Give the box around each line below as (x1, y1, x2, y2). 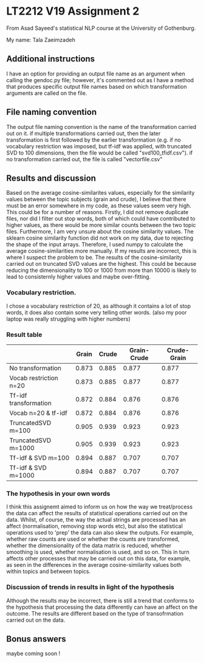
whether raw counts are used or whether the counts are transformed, (6, 535, 180, 543)
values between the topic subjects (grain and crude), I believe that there (6, 196, 186, 203)
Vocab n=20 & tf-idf (9, 409, 68, 417)
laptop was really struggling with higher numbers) (6, 315, 131, 322)
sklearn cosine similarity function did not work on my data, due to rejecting (6, 234, 194, 241)
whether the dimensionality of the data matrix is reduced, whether (6, 542, 172, 549)
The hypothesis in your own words (6, 489, 110, 498)
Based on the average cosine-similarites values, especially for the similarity (6, 189, 195, 196)
